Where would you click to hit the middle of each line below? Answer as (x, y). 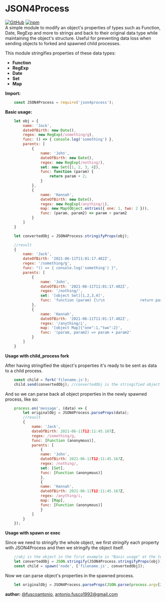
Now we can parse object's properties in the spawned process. (70, 575)
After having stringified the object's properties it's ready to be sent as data (81, 365)
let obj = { (26, 121)
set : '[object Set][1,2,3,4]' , (73, 296)
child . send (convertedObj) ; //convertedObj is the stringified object (87, 384)
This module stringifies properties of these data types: (61, 53)
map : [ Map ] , (53, 501)
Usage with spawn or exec (33, 533)
